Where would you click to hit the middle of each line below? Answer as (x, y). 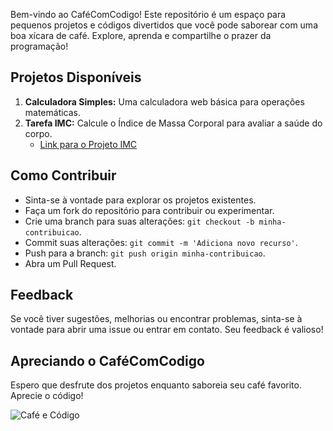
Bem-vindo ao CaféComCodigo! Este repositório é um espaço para (148, 14)
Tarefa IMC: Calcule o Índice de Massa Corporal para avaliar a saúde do (173, 123)
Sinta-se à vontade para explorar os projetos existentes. (140, 200)
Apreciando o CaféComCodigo (107, 360)
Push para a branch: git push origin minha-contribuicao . (145, 253)
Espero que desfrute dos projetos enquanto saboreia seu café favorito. (156, 385)
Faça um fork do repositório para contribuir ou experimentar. (149, 210)
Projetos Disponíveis (76, 77)
